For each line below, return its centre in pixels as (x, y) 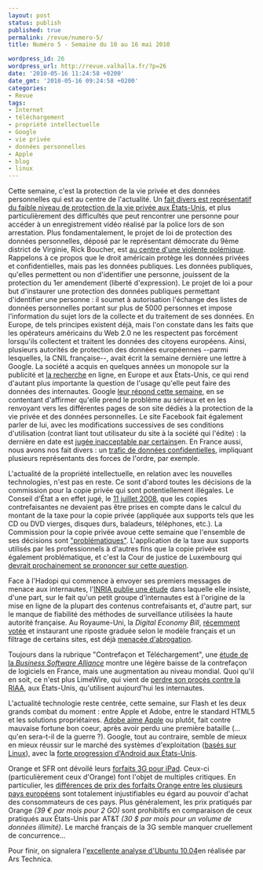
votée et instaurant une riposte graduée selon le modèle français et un (122, 631)
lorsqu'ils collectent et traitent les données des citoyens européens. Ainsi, (128, 341)
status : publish (35, 23)
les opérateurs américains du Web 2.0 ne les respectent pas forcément (123, 333)
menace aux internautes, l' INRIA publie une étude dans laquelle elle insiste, (130, 589)
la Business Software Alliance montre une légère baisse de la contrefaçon (128, 663)
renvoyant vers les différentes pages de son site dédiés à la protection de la (131, 408)
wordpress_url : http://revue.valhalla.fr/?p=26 (88, 66)
